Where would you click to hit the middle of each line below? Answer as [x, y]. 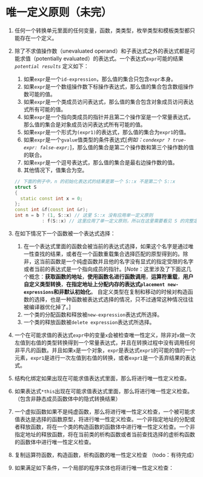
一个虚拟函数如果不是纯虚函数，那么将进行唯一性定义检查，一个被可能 [102, 411]
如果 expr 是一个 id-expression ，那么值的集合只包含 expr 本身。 [100, 79]
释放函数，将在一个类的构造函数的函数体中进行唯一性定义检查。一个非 [107, 427]
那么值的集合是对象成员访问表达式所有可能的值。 [85, 124]
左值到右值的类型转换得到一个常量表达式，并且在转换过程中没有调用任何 [105, 342]
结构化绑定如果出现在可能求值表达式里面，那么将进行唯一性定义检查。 [102, 378]
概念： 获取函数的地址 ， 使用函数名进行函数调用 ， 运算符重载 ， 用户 [111, 276]
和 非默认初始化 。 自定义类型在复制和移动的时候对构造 [121, 291]
